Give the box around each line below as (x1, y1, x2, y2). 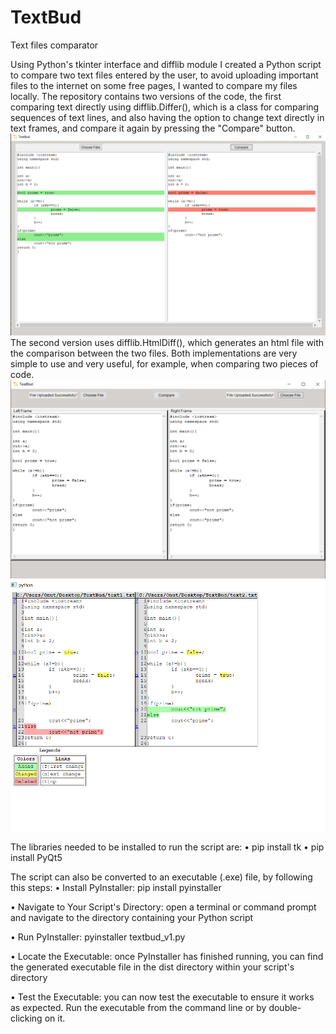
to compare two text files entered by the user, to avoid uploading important (10, 69, 319, 81)
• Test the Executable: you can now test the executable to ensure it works (10, 991, 315, 1003)
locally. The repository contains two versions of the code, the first (10, 90, 282, 102)
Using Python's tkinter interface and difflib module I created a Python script (10, 58, 322, 70)
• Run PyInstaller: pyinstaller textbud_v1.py (10, 931, 186, 943)
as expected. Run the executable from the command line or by (10, 1002, 267, 1014)
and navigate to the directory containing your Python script (10, 912, 254, 924)
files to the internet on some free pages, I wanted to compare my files (10, 79, 298, 91)
